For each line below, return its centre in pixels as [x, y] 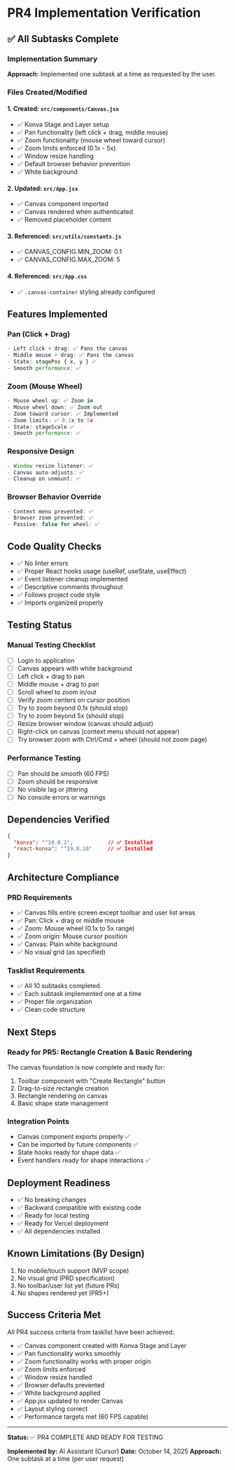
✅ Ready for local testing [53, 1215]
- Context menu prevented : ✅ [50, 511]
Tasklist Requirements [46, 971]
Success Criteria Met [54, 1315]
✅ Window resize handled [55, 1377]
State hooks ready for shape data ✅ [69, 1152]
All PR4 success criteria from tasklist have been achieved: [91, 1332]
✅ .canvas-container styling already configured [86, 292]
